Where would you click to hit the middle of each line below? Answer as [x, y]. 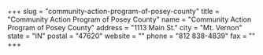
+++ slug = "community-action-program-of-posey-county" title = [113, 11]
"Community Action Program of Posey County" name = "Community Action [130, 19]
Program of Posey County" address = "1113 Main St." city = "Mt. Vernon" [125, 27]
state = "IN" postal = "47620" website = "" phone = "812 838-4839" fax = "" [131, 36]
